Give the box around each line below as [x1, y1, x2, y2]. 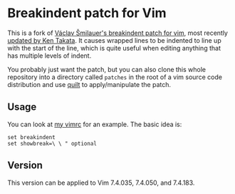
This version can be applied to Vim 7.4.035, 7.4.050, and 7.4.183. [7, 178, 195, 187]
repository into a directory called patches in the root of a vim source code [7, 73, 223, 81]
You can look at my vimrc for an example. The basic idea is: [7, 120, 182, 128]
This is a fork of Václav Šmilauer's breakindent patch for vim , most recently [7, 29, 228, 37]
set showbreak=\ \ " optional [7, 140, 98, 147]
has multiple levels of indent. [7, 51, 92, 60]
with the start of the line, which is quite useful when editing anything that [7, 44, 221, 52]
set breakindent [7, 133, 56, 141]
